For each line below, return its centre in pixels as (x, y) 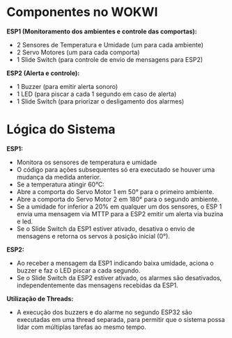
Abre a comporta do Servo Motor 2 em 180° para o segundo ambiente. (118, 199)
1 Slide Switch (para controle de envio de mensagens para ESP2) (110, 59)
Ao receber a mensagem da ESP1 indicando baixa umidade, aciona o (115, 263)
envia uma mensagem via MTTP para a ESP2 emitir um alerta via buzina (120, 214)
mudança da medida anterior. (59, 177)
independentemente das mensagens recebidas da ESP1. (97, 285)
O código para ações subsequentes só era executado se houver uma (116, 169)
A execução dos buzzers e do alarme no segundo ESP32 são (104, 312)
